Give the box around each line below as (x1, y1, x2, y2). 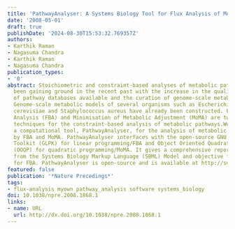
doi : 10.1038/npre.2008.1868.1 (7, 192, 99, 199)
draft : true (7, 23, 42, 30)
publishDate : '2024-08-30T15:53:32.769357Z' (7, 29, 139, 37)
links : (7, 198, 27, 206)
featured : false (7, 165, 55, 173)
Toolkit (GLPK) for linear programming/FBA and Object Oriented (13, 140, 205, 147)
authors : (7, 36, 33, 43)
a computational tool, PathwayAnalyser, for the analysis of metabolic (13, 127, 227, 134)
